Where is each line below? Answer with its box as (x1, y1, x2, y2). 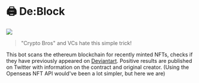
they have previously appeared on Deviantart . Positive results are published (6, 57, 192, 64)
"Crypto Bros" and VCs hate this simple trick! (20, 39, 132, 46)
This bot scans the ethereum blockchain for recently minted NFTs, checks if (6, 51, 193, 58)
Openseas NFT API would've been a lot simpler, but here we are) (6, 69, 166, 77)
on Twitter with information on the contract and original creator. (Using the (6, 63, 189, 71)
